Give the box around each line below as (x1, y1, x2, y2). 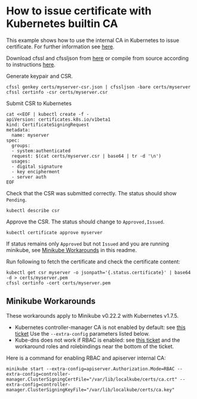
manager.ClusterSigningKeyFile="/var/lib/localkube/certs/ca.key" (6, 386, 175, 392)
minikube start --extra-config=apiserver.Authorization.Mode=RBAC (6, 366, 175, 372)
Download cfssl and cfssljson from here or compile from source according (6, 54, 189, 62)
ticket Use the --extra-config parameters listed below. (14, 330, 150, 337)
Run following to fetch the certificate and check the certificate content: (6, 258, 180, 265)
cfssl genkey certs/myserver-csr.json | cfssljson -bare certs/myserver (6, 84, 191, 90)
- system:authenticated (11, 148, 70, 154)
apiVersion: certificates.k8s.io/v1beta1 (6, 116, 111, 122)
